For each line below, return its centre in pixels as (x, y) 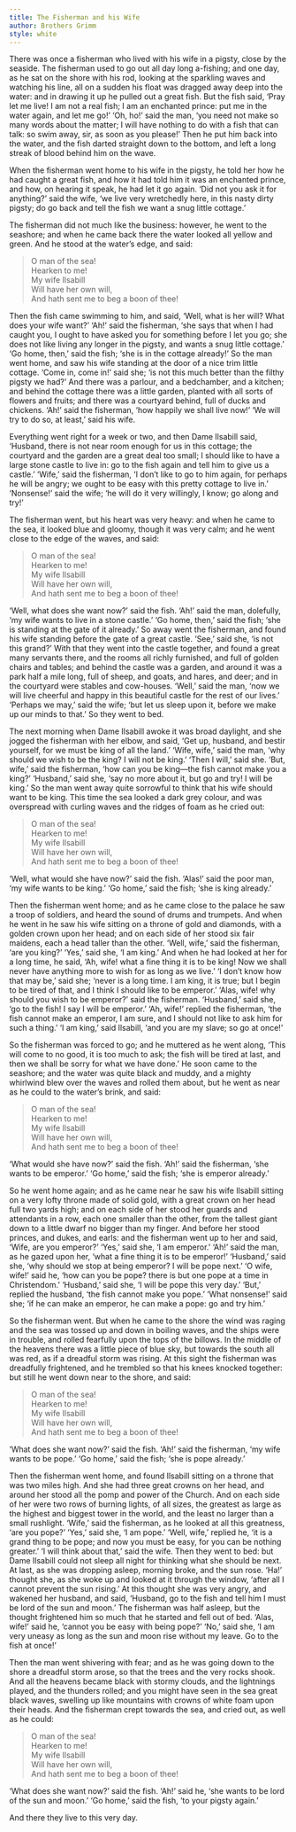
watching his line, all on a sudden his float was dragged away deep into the (146, 87)
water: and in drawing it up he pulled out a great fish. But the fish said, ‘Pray (147, 97)
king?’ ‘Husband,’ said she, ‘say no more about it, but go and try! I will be (141, 779)
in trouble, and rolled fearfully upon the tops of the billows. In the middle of (145, 1340)
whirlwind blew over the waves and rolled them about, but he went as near (145, 1083)
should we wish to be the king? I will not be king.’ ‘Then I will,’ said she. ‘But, (147, 760)
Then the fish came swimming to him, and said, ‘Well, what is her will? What (147, 316)
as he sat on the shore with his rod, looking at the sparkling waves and (137, 78)
